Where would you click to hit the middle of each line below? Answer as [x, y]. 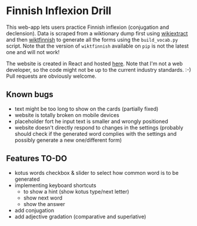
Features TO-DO [37, 159]
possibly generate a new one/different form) [68, 140]
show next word [43, 198]
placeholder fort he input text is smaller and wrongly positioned [91, 121]
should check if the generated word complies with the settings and [96, 134]
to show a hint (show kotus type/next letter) [76, 191]
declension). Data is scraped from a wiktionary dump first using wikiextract [97, 33]
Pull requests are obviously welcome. [51, 76]
